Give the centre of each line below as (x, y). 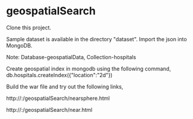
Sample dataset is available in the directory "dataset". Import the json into (96, 39)
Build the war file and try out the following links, (65, 86)
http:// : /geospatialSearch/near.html (49, 109)
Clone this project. (29, 28)
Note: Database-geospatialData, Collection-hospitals (71, 57)
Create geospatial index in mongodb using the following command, (89, 68)
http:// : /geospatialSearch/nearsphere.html (58, 98)
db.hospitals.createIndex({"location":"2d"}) (59, 75)
